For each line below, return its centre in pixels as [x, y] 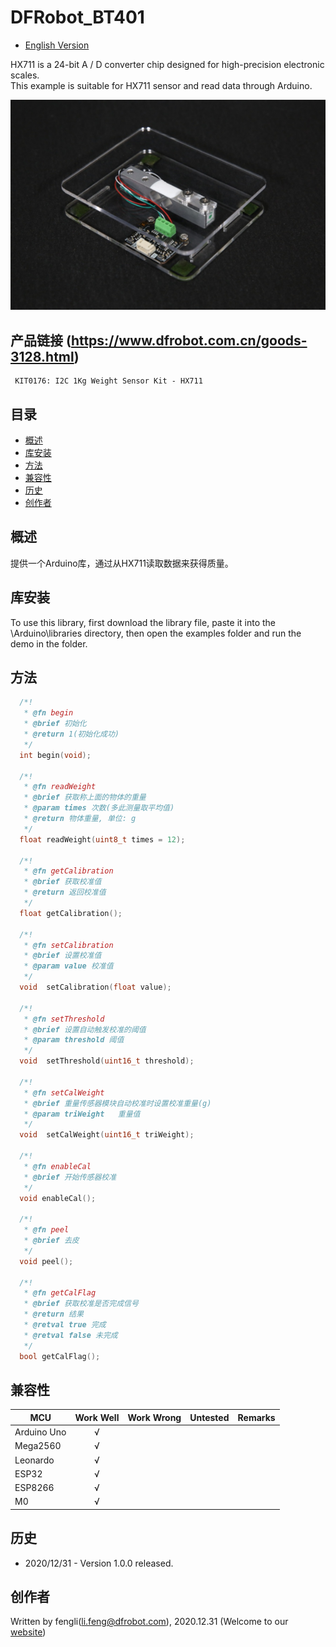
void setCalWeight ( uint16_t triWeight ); [107, 1135]
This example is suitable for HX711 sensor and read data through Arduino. [161, 85]
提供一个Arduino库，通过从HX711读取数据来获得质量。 [122, 563]
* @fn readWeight [60, 787]
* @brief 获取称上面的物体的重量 [85, 797]
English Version [57, 45]
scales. [25, 75]
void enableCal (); [58, 1198]
